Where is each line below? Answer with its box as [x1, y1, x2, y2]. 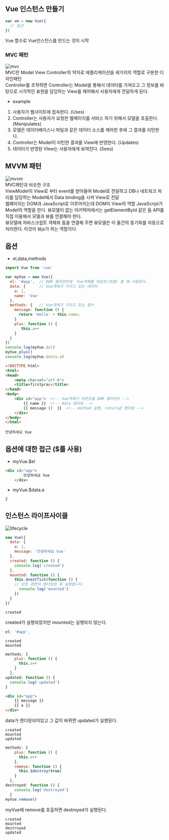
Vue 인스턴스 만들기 [5, 5, 65, 14]
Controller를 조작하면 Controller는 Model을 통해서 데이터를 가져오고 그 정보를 [5, 82, 159, 88]
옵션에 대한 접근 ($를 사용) [5, 445, 82, 453]
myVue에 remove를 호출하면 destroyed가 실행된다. [5, 807, 107, 813]
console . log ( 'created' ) [14, 563, 65, 568]
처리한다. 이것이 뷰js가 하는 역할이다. [5, 226, 77, 232]
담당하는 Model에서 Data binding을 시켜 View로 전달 [14, 194, 120, 200]
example [12, 98, 31, 104]
